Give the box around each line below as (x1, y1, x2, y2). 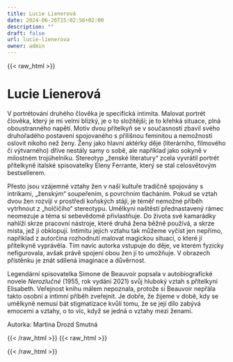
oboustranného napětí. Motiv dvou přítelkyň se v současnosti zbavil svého (7, 123, 220, 133)
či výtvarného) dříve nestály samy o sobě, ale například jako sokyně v (7, 146, 207, 154)
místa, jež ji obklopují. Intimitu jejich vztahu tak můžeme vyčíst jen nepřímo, (7, 226, 223, 234)
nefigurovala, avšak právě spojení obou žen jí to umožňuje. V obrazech (7, 248, 211, 257)
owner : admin (7, 43, 45, 50)
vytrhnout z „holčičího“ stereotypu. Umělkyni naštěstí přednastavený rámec (7, 204, 224, 213)
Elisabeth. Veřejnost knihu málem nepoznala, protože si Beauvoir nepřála (7, 284, 216, 293)
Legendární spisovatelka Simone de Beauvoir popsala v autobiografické (7, 269, 213, 278)
